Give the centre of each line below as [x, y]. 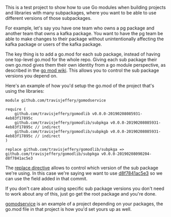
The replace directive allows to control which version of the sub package [82, 168]
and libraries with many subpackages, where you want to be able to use [81, 13]
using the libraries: [25, 91]
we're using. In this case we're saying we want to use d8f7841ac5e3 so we [84, 173]
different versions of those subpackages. [48, 18]
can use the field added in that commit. [46, 179]
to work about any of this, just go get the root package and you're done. [81, 194]
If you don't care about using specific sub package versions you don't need [85, 188]
